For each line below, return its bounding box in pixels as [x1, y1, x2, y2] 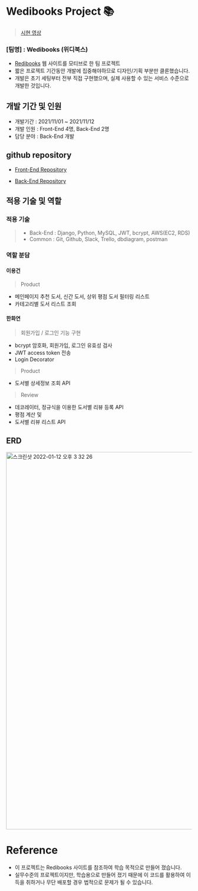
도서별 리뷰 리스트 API [14, 418, 66, 425]
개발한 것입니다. [14, 82, 51, 89]
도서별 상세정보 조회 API [14, 379, 71, 387]
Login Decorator [14, 356, 55, 363]
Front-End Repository [14, 166, 67, 173]
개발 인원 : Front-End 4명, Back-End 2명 [14, 126, 110, 133]
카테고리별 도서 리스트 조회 [14, 300, 77, 307]
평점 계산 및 [14, 411, 42, 418]
